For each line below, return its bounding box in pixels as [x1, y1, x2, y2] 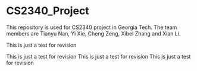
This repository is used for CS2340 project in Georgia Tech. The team [6, 24, 177, 31]
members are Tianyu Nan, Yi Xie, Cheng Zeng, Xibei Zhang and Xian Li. [6, 30, 181, 37]
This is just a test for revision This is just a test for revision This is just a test [6, 53, 191, 60]
